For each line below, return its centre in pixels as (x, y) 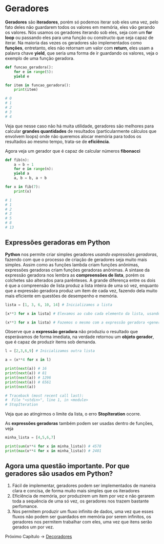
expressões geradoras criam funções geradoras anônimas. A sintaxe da (77, 270)
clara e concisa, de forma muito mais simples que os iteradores (76, 490)
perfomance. (25, 506)
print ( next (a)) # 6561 (28, 382)
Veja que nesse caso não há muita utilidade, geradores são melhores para (80, 126)
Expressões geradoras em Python (58, 243)
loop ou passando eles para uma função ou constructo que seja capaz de (79, 38)
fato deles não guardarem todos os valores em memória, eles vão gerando (80, 27)
